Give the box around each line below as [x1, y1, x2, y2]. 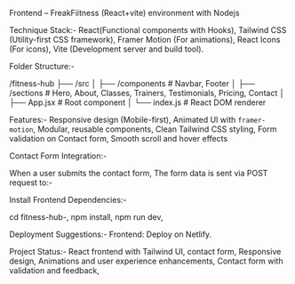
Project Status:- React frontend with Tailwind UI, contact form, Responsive [9, 247, 282, 256]
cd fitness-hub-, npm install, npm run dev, [9, 212, 163, 222]
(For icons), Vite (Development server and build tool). [9, 44, 204, 54]
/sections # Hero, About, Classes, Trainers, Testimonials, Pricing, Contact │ [9, 88, 285, 98]
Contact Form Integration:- [9, 150, 108, 161]
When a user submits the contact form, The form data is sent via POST [9, 168, 268, 178]
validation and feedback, [9, 265, 100, 275]
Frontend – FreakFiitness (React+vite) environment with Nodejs [9, 8, 240, 18]
